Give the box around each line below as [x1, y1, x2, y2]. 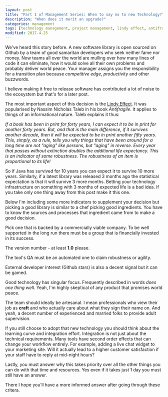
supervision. [5, 315, 31, 321]
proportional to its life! [5, 158, 51, 164]
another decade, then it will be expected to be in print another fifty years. [5, 132, 156, 137]
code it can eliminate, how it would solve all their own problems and [5, 60, 145, 66]
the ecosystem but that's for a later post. [5, 91, 89, 97]
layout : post [5, 7, 32, 12]
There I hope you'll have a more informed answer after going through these [5, 382, 160, 387]
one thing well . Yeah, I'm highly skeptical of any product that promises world [5, 284, 162, 290]
